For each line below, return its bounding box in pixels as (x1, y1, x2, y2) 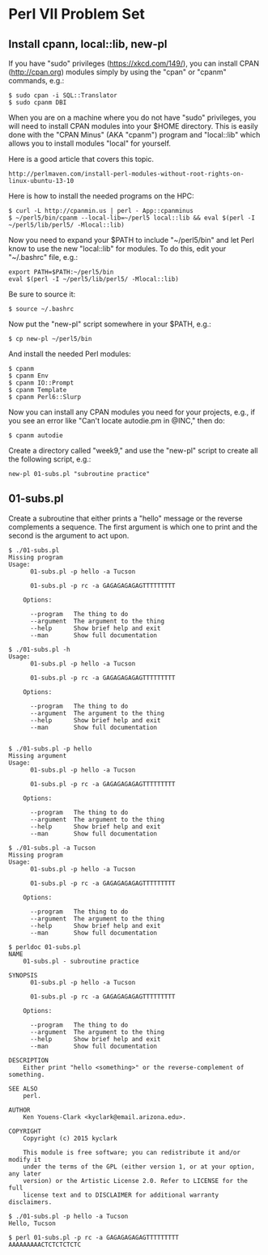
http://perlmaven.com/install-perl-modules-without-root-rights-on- (8, 170, 245, 178)
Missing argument (8, 751, 67, 759)
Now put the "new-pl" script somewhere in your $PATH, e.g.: (8, 319, 212, 329)
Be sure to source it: (8, 289, 76, 299)
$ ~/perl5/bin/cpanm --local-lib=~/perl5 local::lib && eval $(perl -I (8, 214, 255, 222)
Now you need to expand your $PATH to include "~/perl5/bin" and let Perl (8, 236, 255, 245)
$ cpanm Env (8, 372, 49, 380)
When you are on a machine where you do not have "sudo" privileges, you (8, 113, 257, 122)
